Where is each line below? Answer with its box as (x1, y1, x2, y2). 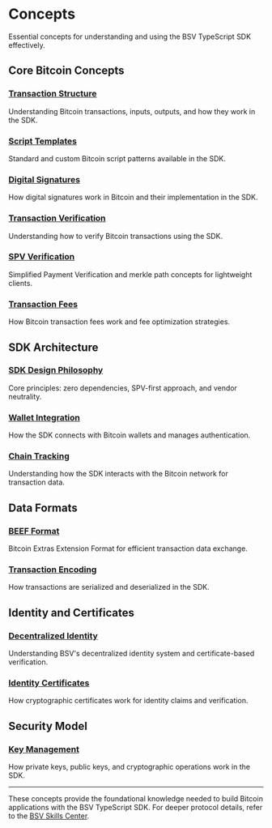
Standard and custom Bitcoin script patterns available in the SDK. (8, 153, 227, 163)
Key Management (8, 743, 79, 754)
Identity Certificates (8, 677, 90, 689)
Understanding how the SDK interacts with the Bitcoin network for (8, 469, 228, 479)
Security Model (8, 719, 87, 733)
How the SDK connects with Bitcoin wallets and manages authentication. (8, 430, 251, 440)
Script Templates (8, 135, 77, 147)
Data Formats (8, 501, 79, 514)
